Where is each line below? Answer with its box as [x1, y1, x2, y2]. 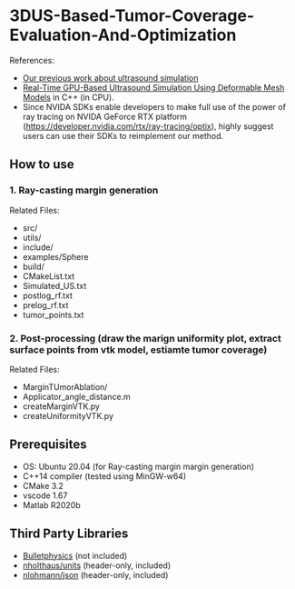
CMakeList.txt [22, 270, 75, 282]
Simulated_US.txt [22, 280, 87, 291]
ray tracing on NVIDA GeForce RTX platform [22, 111, 188, 122]
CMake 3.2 [22, 480, 64, 491]
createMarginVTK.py [22, 401, 100, 412]
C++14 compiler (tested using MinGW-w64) [22, 470, 187, 482]
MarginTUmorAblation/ [22, 381, 108, 392]
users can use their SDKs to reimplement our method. [22, 130, 224, 141]
